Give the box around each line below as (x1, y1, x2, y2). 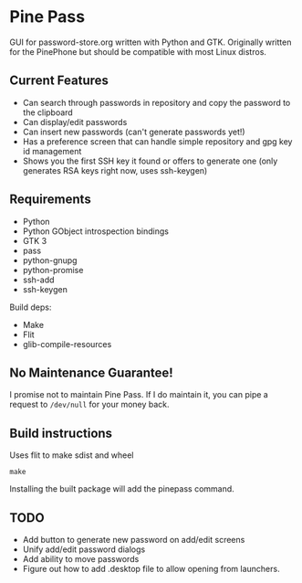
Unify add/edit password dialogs (22, 544, 146, 555)
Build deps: (9, 302, 52, 313)
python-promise (22, 264, 84, 275)
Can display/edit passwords (22, 116, 128, 127)
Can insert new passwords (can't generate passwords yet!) (22, 126, 245, 137)
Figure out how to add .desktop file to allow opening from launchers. (22, 564, 280, 574)
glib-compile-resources (22, 338, 112, 349)
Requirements (9, 192, 91, 207)
